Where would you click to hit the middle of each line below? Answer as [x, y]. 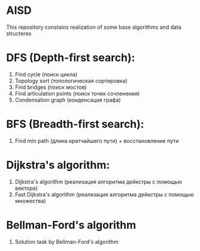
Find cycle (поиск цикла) [46, 74]
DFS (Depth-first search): [71, 58]
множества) [30, 201]
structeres [19, 33]
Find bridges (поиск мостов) [51, 87]
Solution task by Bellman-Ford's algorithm [66, 241]
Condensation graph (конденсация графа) [68, 100]
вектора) [26, 188]
